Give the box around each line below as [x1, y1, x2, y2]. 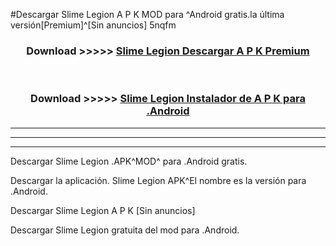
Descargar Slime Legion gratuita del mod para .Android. [10, 224, 240, 236]
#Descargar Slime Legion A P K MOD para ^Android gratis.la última [10, 9, 285, 20]
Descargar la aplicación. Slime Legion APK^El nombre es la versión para [10, 174, 307, 186]
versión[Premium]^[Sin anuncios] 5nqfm [10, 19, 177, 31]
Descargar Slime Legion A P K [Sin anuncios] [10, 204, 196, 216]
